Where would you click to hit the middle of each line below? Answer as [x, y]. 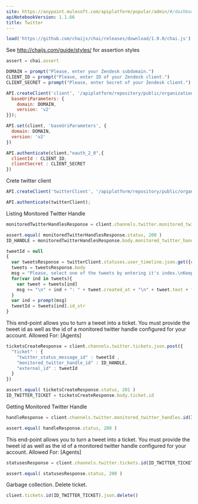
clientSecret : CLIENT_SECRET [48, 164]
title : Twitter [25, 22]
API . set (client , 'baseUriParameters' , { [57, 126]
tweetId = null [25, 251]
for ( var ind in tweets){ [42, 278]
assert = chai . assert [33, 61]
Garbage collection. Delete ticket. [47, 485]
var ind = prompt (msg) [39, 301]
